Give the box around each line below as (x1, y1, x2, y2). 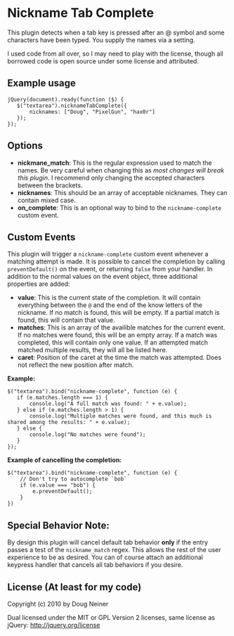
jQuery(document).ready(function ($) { (7, 96, 124, 103)
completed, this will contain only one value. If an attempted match (17, 338, 209, 347)
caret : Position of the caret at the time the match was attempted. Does (17, 354, 222, 362)
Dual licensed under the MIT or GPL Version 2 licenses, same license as (7, 613, 216, 621)
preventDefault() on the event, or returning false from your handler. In (7, 265, 213, 273)
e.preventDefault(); (32, 488, 93, 495)
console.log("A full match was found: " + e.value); (29, 400, 188, 408)
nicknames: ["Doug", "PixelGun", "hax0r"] (29, 108, 156, 116)
